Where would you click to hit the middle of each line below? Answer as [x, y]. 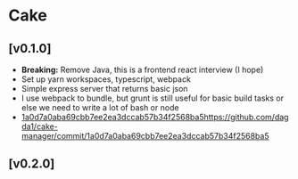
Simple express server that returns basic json [104, 89]
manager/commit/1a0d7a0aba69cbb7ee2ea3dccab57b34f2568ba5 [145, 136]
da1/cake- [40, 126]
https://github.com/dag [246, 117]
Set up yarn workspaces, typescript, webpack [106, 79]
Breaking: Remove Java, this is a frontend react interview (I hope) [142, 69]
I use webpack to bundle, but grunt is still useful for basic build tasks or [153, 98]
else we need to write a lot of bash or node [100, 107]
